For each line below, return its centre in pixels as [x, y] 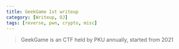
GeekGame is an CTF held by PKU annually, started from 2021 [97, 40]
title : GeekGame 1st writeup [42, 12]
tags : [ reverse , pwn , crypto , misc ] [52, 23]
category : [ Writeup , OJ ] [37, 17]
